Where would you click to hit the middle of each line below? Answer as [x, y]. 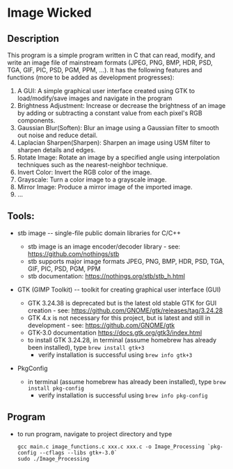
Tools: [21, 216]
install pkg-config [56, 388]
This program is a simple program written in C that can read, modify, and [111, 55]
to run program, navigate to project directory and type [95, 434]
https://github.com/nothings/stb [73, 254]
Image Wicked [49, 13]
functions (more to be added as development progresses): [91, 77]
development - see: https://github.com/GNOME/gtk [101, 325]
